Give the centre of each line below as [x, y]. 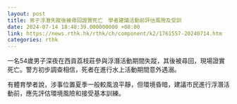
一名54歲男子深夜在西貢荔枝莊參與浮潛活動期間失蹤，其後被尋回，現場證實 [116, 61]
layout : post [26, 14]
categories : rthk [33, 40]
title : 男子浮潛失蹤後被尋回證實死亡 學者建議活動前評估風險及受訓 [95, 20]
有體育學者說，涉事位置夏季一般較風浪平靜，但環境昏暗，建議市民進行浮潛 [115, 84]
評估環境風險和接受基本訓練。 [81, 93]
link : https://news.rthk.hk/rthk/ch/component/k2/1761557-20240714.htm [115, 33]
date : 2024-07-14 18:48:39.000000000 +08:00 [74, 27]
